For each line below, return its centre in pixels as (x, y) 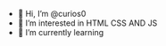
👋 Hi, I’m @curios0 (52, 14)
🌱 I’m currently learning (61, 32)
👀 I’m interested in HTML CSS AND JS (87, 23)
